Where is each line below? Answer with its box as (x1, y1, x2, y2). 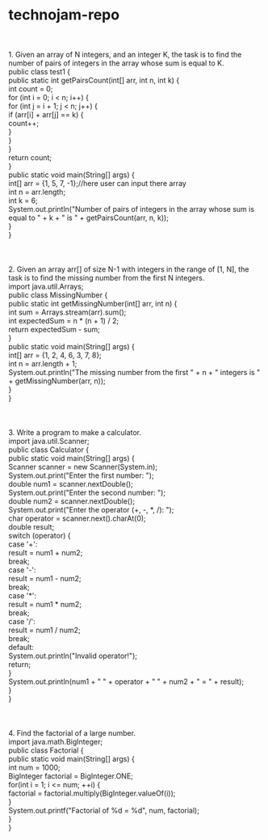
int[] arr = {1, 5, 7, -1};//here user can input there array (8, 178, 187, 188)
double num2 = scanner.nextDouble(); (8, 496, 136, 506)
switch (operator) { (8, 530, 71, 540)
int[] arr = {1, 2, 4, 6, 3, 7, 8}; (8, 350, 103, 360)
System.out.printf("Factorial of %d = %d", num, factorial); (8, 805, 200, 815)
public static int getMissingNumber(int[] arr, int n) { (8, 298, 178, 308)
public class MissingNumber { (8, 289, 108, 300)
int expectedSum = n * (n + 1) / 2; (8, 315, 119, 325)
